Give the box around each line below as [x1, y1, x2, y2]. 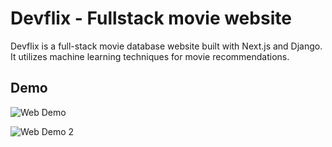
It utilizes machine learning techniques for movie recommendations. [10, 50, 290, 62]
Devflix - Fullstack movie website [10, 7, 292, 30]
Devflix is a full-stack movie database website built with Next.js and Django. [10, 40, 323, 52]
